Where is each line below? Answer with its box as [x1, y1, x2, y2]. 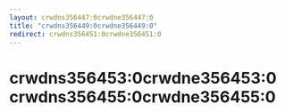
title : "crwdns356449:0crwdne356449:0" [9, 21, 158, 30]
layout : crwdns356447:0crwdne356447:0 [9, 12, 154, 22]
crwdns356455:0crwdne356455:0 [9, 86, 276, 107]
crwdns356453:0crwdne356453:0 [9, 68, 277, 88]
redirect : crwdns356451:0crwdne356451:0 [9, 29, 163, 38]
